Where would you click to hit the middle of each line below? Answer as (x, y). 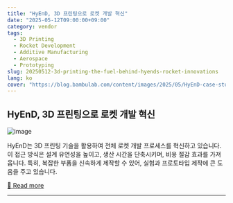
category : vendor (32, 26)
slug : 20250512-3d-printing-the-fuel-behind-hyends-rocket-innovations (113, 71)
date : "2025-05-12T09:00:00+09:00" (59, 20)
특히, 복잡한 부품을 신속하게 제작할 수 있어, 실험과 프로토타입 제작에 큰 (122, 163)
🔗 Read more (26, 186)
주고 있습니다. (38, 172)
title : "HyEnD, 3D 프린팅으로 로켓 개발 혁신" (68, 14)
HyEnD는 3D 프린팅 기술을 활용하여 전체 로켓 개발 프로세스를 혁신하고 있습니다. (114, 145)
